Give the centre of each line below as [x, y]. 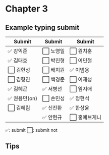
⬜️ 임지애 [81, 89]
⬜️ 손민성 [53, 98]
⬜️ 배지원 [53, 70]
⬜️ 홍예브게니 [86, 117]
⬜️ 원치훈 [81, 51]
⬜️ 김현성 [19, 70]
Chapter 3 [26, 9]
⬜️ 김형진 [19, 80]
